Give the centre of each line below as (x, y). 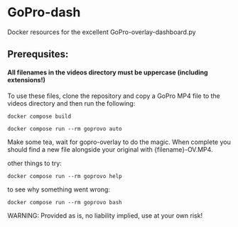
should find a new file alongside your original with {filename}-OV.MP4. (110, 149)
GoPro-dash (44, 12)
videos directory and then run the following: (71, 103)
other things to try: (34, 163)
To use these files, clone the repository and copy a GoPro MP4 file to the (114, 96)
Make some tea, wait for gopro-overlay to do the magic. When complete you (119, 142)
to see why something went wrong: (59, 189)
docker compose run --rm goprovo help (65, 176)
